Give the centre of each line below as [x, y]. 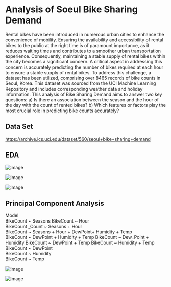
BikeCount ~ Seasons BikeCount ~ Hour [47, 221]
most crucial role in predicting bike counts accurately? [62, 111]
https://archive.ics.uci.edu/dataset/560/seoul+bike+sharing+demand [78, 139]
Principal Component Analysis [55, 203]
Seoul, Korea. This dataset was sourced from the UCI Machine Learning [81, 83]
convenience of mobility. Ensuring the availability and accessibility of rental [84, 40]
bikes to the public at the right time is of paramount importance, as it [77, 45]
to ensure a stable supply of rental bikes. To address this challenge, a [78, 72]
